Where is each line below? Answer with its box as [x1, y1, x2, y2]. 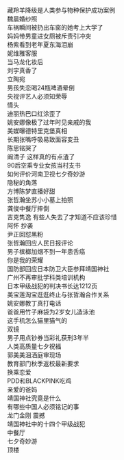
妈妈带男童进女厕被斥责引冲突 [7, 32, 91, 40]
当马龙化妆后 [7, 58, 43, 66]
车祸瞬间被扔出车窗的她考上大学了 [7, 23, 103, 31]
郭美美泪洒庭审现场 [7, 351, 62, 359]
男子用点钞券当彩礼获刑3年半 [7, 334, 89, 341]
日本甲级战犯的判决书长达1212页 [7, 282, 98, 290]
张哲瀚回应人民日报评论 [7, 239, 73, 247]
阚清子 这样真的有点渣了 [7, 152, 75, 161]
